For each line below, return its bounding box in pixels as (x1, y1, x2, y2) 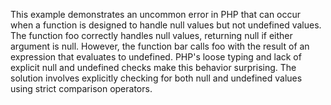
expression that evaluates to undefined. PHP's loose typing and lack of (10, 51, 302, 63)
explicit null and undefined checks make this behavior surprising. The (10, 62, 297, 73)
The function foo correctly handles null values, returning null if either (10, 30, 293, 41)
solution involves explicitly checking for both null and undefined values (10, 72, 303, 84)
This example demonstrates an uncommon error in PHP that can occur (10, 9, 302, 20)
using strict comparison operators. (10, 83, 153, 94)
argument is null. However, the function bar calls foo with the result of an (10, 40, 310, 52)
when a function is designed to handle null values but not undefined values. (10, 19, 322, 31)
